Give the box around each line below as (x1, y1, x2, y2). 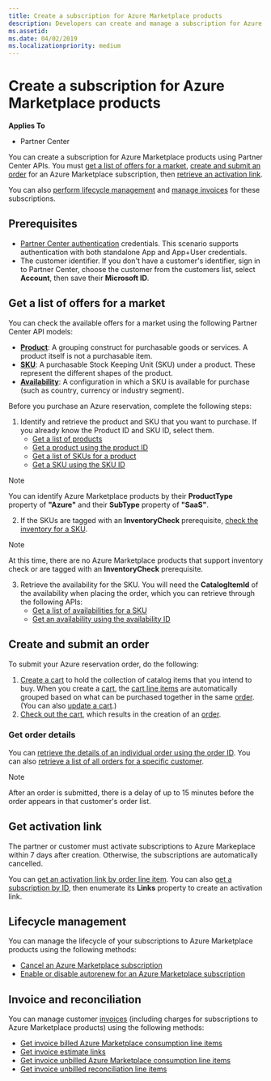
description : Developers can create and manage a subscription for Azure (8, 19, 263, 28)
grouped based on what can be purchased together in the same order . (19, 692, 255, 701)
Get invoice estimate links (19, 1047, 107, 1057)
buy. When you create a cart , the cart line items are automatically (19, 683, 238, 693)
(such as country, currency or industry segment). (19, 385, 184, 395)
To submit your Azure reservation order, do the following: (8, 659, 199, 669)
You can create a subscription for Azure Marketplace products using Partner (8, 152, 263, 162)
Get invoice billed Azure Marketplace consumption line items (19, 1038, 222, 1049)
